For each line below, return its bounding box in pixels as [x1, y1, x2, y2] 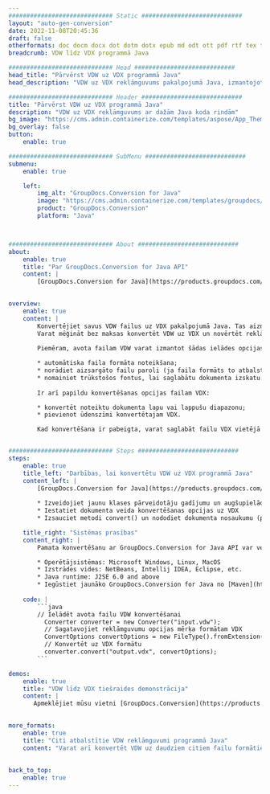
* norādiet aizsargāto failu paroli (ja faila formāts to [37, 366, 235, 374]
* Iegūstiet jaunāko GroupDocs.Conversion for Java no [37, 580, 225, 589]
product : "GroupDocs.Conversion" [37, 204, 149, 213]
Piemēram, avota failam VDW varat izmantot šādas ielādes [37, 345, 235, 353]
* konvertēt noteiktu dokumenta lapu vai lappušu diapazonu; [37, 403, 247, 411]
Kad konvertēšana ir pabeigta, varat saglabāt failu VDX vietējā [37, 425, 261, 434]
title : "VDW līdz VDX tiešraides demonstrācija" [22, 685, 189, 693]
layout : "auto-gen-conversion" [8, 19, 113, 27]
